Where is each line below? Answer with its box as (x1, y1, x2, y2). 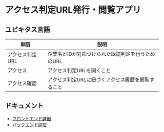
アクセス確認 (7, 80, 37, 87)
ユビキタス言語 (5, 25, 50, 34)
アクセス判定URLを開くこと (47, 67, 111, 74)
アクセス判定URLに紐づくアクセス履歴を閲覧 (47, 76, 150, 83)
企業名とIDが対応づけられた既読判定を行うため (47, 51, 155, 57)
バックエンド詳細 (12, 122, 47, 128)
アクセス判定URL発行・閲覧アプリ (5, 4, 142, 16)
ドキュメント (5, 102, 44, 110)
